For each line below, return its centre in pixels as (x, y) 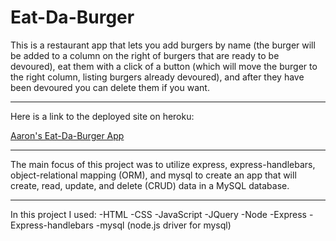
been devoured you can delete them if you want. (110, 87)
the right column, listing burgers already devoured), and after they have (157, 77)
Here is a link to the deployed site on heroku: (102, 116)
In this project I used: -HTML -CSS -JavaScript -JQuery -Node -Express (158, 214)
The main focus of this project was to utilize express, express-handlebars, (163, 164)
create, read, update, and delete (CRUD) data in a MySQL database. (150, 185)
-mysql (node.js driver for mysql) (163, 225)
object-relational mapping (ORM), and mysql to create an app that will (153, 175)
